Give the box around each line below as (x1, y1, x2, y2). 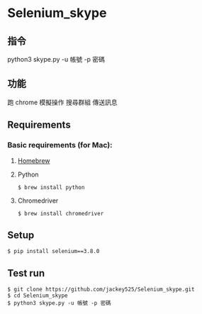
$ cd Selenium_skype (7, 292, 69, 299)
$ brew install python (17, 184, 85, 191)
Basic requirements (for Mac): (7, 140, 113, 150)
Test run (7, 267, 45, 279)
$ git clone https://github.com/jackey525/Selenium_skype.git (7, 286, 195, 293)
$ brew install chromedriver (17, 210, 104, 217)
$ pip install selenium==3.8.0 (7, 248, 100, 255)
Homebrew (17, 156, 50, 164)
